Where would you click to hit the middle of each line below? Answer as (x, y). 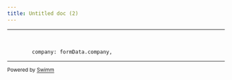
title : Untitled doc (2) (43, 13)
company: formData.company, (72, 52)
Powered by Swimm (31, 70)
